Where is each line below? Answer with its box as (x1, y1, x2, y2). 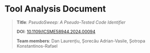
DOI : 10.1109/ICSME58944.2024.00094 (16, 28, 96, 34)
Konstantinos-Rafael (16, 43, 58, 49)
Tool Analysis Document (4, 3, 106, 14)
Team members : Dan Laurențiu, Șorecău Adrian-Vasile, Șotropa (16, 38, 145, 44)
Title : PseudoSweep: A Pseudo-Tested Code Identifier (16, 19, 126, 25)
